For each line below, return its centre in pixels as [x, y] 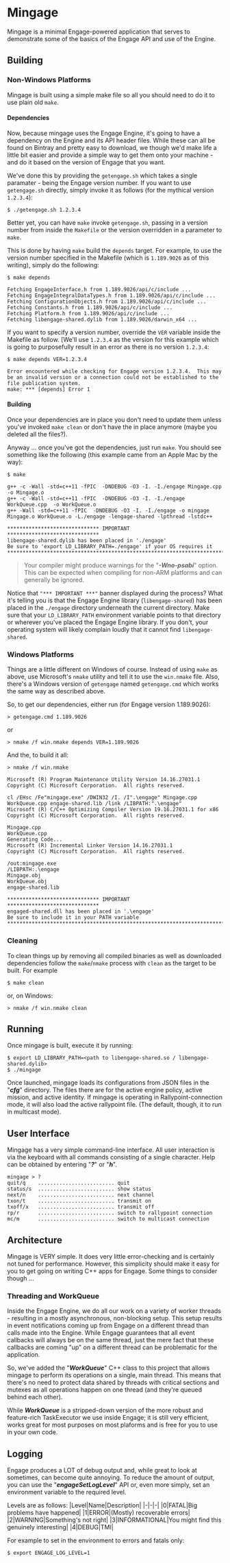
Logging [25, 1454]
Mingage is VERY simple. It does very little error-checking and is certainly [111, 1257]
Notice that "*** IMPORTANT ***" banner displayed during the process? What [115, 593]
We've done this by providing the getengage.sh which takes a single [102, 175]
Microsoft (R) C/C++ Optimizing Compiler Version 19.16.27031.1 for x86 [113, 810]
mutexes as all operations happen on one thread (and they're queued [104, 1390]
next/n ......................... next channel [81, 1195]
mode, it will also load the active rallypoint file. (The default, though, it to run [115, 1105]
